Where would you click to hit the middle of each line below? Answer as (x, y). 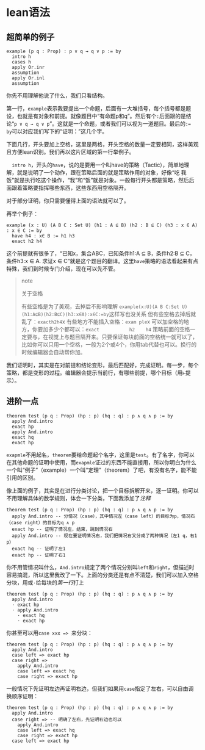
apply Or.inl (28, 78)
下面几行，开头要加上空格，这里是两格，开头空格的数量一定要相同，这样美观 (103, 144)
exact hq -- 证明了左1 (39, 549)
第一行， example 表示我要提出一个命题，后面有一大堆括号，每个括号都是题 (99, 108)
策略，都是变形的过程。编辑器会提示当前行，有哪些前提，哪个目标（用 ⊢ (96, 373)
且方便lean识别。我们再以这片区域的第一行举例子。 (70, 152)
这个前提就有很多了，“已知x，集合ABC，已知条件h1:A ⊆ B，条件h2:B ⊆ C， (101, 253)
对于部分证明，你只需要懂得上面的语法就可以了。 (68, 201)
